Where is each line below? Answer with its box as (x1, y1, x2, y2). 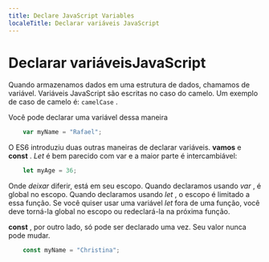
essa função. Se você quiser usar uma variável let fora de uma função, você (8, 198, 260, 208)
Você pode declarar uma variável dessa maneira (8, 113, 169, 123)
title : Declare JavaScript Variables (8, 11, 135, 20)
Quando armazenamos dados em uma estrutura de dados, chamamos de (8, 80, 251, 90)
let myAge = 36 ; (22, 167, 78, 175)
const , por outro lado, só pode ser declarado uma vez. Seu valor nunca (8, 222, 247, 232)
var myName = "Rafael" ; (22, 128, 103, 136)
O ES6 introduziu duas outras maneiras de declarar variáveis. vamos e (8, 143, 243, 152)
